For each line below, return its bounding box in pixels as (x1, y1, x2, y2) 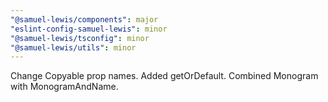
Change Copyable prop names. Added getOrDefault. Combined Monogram (10, 70, 319, 82)
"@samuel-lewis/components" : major (10, 14, 159, 25)
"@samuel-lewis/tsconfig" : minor (10, 33, 150, 43)
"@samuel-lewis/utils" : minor (10, 42, 137, 53)
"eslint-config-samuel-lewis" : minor (10, 24, 168, 34)
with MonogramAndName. (10, 81, 119, 93)
